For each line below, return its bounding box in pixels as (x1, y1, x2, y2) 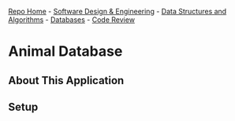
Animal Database (8, 42, 123, 60)
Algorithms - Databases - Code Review (8, 15, 136, 24)
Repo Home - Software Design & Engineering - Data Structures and (8, 7, 227, 16)
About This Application (8, 74, 125, 87)
